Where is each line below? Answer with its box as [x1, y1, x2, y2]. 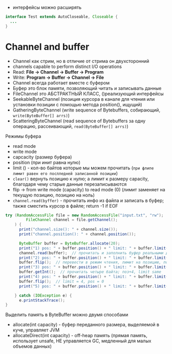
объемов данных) [12, 343, 52, 349]
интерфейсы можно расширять [12, 5, 82, 10]
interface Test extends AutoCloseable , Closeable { [5, 14, 118, 19]
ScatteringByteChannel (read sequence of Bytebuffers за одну [12, 118, 146, 124]
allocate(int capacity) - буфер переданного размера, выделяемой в [12, 322, 160, 328]
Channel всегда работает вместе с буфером [12, 79, 110, 86]
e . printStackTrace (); [18, 298, 66, 303]
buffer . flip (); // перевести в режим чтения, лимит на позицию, [18, 260, 161, 265]
